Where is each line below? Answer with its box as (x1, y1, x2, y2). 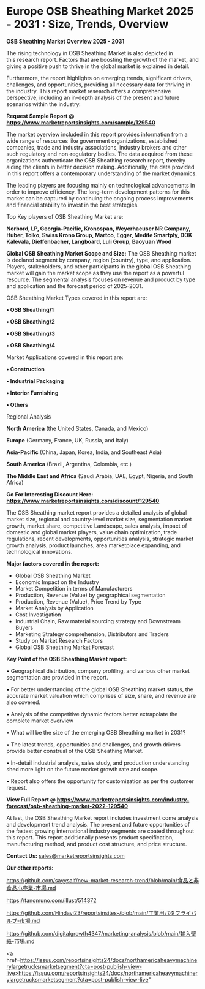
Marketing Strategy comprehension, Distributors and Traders (15, 630, 170, 638)
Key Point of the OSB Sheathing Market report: (6, 655, 127, 662)
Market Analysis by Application (15, 604, 94, 612)
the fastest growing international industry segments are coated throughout (6, 827, 195, 835)
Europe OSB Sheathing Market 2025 (6, 4, 194, 18)
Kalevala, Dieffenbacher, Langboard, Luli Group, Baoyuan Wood (6, 238, 172, 245)
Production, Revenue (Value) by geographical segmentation (15, 591, 166, 599)
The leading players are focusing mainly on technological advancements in (6, 181, 195, 189)
